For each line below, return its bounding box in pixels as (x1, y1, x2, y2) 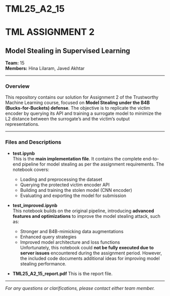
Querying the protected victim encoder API (20, 181, 110, 188)
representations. (5, 121, 39, 127)
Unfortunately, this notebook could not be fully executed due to (20, 244, 154, 250)
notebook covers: (12, 166, 50, 173)
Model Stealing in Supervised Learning (5, 46, 131, 55)
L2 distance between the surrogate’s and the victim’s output (5, 116, 130, 122)
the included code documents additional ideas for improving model (20, 255, 160, 261)
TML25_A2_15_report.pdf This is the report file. (12, 270, 113, 277)
